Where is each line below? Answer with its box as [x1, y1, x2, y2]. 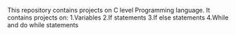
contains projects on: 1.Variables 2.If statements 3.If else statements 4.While [7, 13, 229, 22]
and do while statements [7, 21, 79, 29]
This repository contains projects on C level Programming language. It [7, 6, 211, 14]
